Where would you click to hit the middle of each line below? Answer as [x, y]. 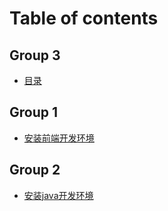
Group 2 [35, 170]
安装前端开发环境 [59, 138]
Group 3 [35, 55]
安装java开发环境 [58, 195]
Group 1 [34, 112]
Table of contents [84, 18]
